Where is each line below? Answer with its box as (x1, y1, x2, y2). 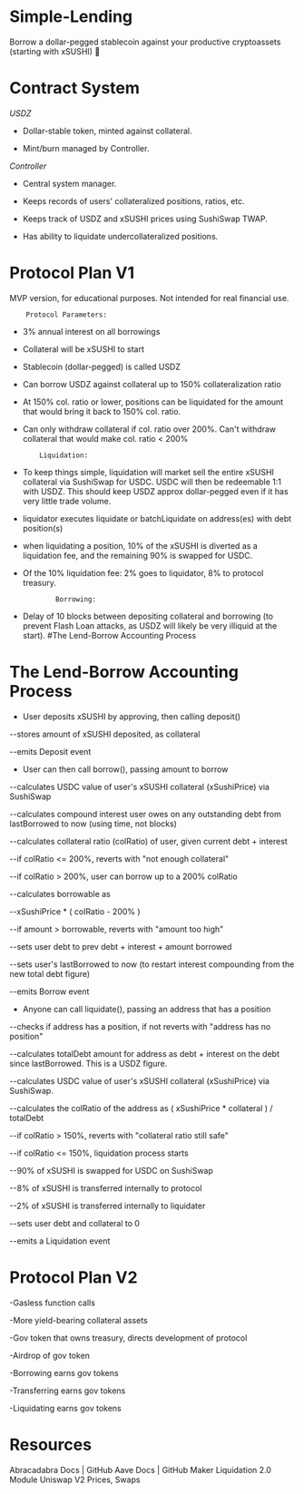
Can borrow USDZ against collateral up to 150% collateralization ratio (22, 378, 281, 389)
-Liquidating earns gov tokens (9, 1402, 122, 1413)
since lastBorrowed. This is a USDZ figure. (9, 1058, 168, 1069)
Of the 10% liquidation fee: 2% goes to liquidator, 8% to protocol (22, 567, 264, 578)
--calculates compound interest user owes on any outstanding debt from (9, 808, 281, 819)
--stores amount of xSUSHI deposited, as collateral (9, 728, 201, 739)
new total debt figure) (9, 968, 91, 979)
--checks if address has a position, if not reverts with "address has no (9, 1020, 271, 1031)
